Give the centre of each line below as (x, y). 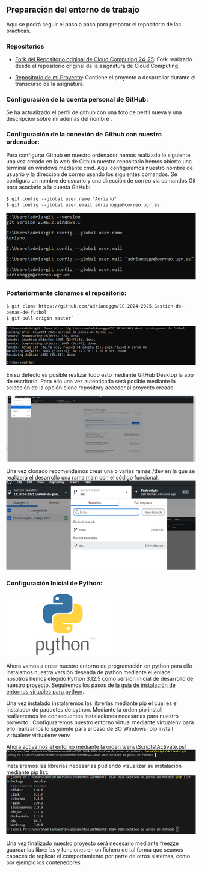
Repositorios (25, 46)
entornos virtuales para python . (45, 691)
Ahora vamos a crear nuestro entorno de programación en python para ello (99, 666)
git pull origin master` (43, 319)
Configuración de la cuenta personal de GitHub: (77, 100)
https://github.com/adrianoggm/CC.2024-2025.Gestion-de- (111, 306)
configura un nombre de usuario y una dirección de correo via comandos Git (101, 180)
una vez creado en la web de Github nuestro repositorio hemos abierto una (99, 161)
